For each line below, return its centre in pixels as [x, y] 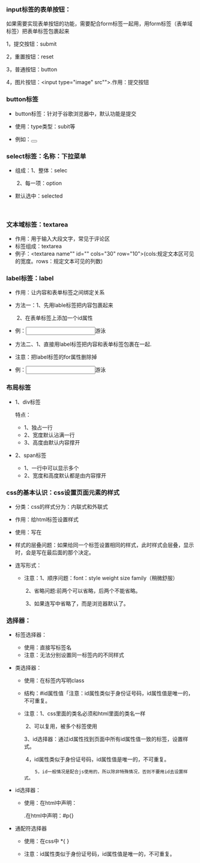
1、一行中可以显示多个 [51, 468]
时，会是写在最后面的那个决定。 [54, 553]
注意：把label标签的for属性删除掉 [56, 357]
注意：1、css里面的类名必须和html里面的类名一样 [85, 713]
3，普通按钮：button [32, 70]
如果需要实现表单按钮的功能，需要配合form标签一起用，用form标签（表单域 [99, 24]
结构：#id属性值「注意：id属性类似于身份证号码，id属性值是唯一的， [109, 693]
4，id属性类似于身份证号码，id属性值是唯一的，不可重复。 [98, 759]
